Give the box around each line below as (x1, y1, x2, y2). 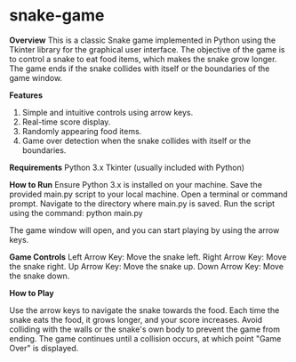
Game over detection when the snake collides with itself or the (21, 135, 252, 146)
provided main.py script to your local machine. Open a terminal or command (9, 189, 288, 199)
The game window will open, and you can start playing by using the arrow (9, 224, 280, 236)
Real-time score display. (21, 117, 111, 127)
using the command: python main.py (9, 207, 144, 218)
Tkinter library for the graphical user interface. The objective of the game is (9, 44, 286, 54)
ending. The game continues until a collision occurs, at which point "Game (9, 333, 282, 343)
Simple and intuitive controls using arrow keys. (21, 107, 194, 117)
